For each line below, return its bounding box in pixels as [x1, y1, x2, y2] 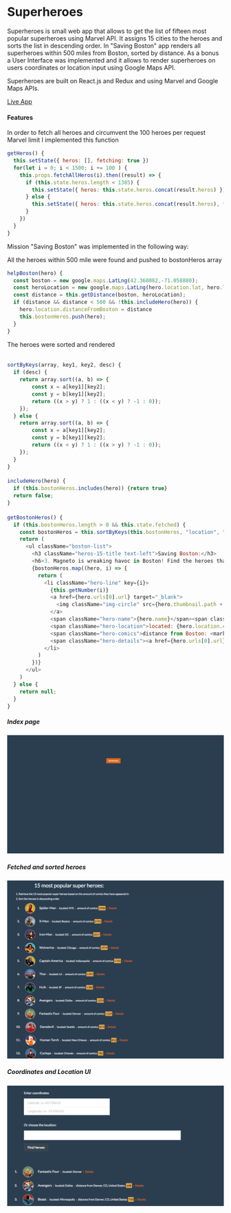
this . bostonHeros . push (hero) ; [19, 313, 107, 320]
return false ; [13, 493, 54, 500]
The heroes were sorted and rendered [7, 340, 115, 348]
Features [7, 113, 33, 121]
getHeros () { [7, 150, 45, 157]
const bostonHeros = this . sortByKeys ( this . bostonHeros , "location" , [19, 528, 220, 535]
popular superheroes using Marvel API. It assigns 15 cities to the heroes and [7, 34, 223, 42]
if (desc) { [13, 369, 48, 376]
